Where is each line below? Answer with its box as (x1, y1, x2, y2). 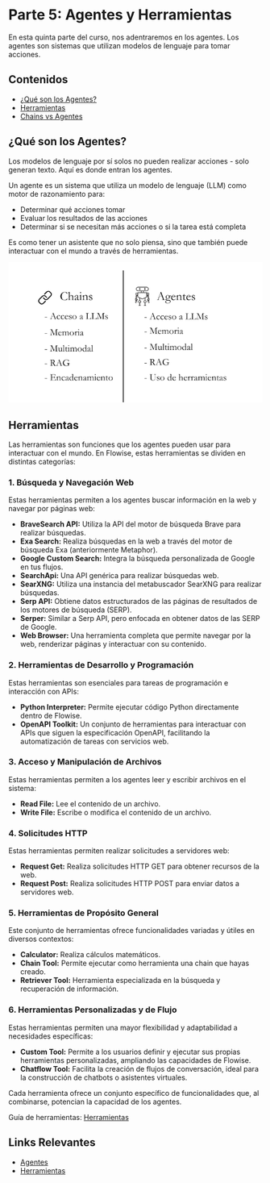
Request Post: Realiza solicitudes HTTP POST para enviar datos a (19, 879, 240, 889)
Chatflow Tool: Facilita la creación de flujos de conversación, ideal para (19, 1064, 260, 1073)
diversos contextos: (8, 934, 74, 944)
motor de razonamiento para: (8, 189, 106, 198)
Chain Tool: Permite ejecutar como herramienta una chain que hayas (19, 958, 250, 968)
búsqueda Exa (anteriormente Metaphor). (19, 545, 159, 555)
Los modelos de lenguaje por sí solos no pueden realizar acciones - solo (8, 156, 250, 166)
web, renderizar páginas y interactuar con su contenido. (19, 639, 207, 649)
